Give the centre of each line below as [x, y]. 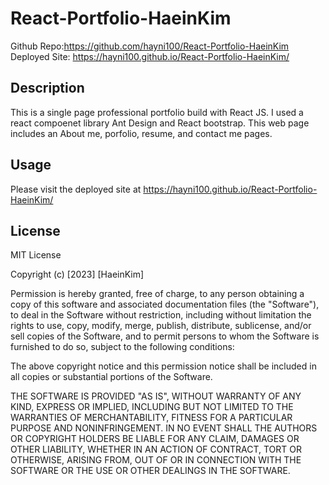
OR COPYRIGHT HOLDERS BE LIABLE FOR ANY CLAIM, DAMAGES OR [155, 439]
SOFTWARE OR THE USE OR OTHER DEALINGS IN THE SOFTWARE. [150, 471]
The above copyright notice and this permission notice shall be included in [163, 366]
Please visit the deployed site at [76, 189]
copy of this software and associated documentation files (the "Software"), [165, 304]
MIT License [36, 255]
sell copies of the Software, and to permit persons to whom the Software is [165, 336]
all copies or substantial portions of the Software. [111, 377]
